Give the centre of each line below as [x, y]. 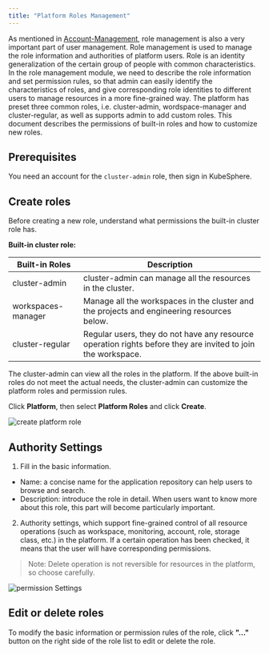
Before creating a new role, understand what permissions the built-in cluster [134, 221]
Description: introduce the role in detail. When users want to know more [139, 499]
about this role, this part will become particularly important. [117, 508]
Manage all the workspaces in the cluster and [169, 301]
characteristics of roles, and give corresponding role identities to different [130, 90]
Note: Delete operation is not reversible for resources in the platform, [141, 564]
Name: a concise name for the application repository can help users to [136, 482]
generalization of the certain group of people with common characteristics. [132, 64]
